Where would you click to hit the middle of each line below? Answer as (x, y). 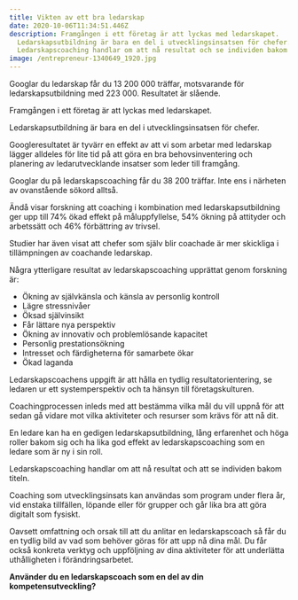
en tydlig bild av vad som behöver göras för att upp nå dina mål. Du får (138, 541)
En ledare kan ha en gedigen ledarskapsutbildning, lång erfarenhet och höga (149, 432)
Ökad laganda (47, 362)
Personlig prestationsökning (73, 343)
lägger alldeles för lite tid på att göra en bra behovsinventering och (131, 154)
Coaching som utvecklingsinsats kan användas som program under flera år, (147, 495)
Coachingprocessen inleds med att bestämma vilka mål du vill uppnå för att (147, 406)
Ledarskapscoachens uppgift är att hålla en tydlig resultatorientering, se (141, 379)
